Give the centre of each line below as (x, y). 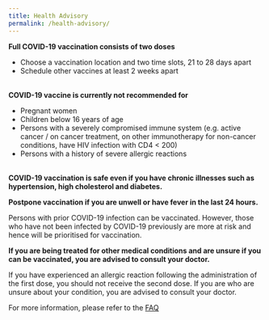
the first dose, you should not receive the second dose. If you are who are (131, 283)
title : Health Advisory (48, 16)
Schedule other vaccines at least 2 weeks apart (99, 70)
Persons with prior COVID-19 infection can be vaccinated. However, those (131, 217)
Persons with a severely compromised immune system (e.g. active (130, 128)
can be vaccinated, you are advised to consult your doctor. (109, 259)
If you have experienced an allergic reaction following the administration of (133, 275)
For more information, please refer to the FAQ (84, 307)
